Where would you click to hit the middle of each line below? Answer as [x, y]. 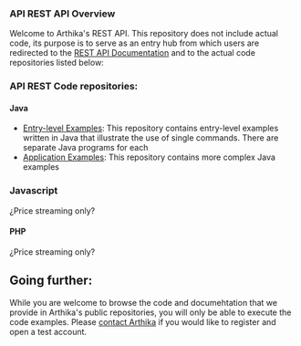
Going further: [51, 281]
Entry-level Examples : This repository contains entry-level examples [150, 128]
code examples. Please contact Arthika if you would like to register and [143, 321]
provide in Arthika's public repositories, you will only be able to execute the [150, 312]
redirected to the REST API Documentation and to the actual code [132, 53]
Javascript [34, 191]
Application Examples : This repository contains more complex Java [149, 157]
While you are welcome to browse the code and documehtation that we [144, 302]
